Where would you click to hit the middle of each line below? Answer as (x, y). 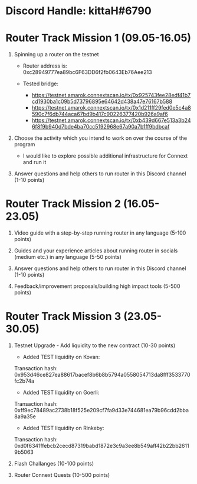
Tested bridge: (40, 84)
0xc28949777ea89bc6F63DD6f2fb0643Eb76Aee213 (87, 72)
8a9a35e (25, 416)
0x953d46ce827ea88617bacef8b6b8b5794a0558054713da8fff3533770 (102, 375)
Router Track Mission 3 (63, 317)
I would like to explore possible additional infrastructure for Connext (105, 156)
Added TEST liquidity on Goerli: (61, 392)
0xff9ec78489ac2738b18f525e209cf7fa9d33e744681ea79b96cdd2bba (101, 410)
